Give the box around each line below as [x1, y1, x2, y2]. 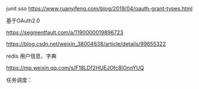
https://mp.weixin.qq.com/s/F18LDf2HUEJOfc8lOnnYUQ [6, 64, 144, 71]
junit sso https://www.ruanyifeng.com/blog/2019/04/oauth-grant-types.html [6, 5, 192, 12]
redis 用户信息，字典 [6, 52, 57, 60]
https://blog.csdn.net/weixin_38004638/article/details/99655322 [6, 41, 166, 47]
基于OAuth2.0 [6, 17, 41, 24]
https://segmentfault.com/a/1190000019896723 [6, 29, 124, 36]
